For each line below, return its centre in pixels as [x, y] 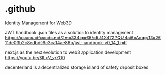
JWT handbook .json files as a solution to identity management [69, 32]
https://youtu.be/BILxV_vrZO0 [35, 57]
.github [20, 9]
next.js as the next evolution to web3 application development [68, 52]
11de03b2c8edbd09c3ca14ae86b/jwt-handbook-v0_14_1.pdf [66, 42]
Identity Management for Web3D [38, 23]
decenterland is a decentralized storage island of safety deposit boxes [77, 67]
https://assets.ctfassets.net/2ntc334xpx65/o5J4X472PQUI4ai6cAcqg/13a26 [83, 37]
